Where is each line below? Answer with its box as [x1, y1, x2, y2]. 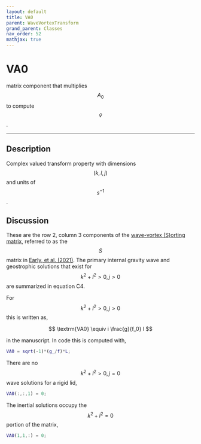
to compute [6, 102, 35, 110]
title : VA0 [6, 14, 33, 20]
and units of [6, 178, 36, 185]
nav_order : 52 [6, 31, 42, 37]
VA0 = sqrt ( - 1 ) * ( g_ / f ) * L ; [6, 348, 71, 355]
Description [6, 144, 51, 154]
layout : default [6, 8, 47, 15]
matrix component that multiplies [6, 82, 88, 89]
